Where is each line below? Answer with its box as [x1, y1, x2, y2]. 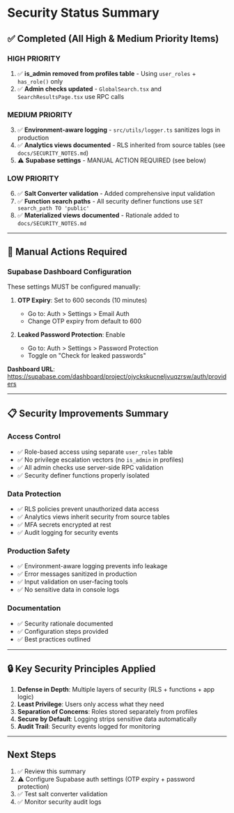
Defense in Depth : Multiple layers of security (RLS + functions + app [17, 685, 214, 693]
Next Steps [7, 748, 56, 761]
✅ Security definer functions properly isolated [17, 471, 150, 479]
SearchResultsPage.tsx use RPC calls [17, 92, 125, 100]
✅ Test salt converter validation [17, 790, 108, 798]
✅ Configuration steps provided [17, 627, 109, 635]
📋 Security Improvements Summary [7, 407, 169, 419]
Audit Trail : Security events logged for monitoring [17, 722, 161, 730]
